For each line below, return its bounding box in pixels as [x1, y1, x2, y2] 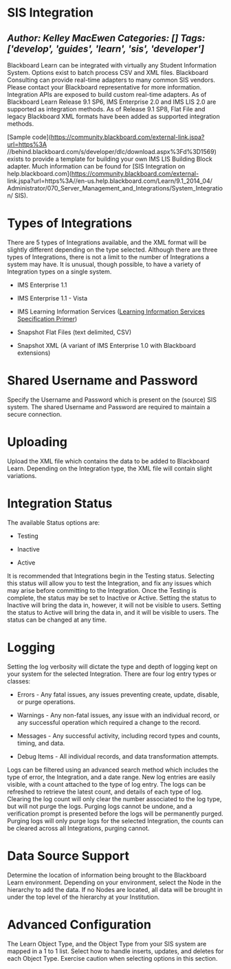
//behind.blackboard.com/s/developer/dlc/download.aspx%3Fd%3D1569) [7, 148, 217, 155]
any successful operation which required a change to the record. [16, 718, 201, 726]
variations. [7, 471, 37, 479]
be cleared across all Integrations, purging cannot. [7, 824, 150, 832]
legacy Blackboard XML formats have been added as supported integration [7, 112, 220, 120]
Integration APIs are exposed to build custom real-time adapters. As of [7, 91, 207, 98]
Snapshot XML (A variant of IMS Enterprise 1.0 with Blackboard [16, 341, 196, 349]
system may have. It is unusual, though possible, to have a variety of [7, 260, 201, 268]
